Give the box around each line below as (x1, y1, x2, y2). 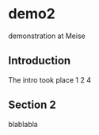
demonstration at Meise (8, 31, 86, 40)
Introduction (8, 54, 71, 67)
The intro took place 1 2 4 (8, 75, 91, 84)
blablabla (8, 119, 38, 129)
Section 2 (8, 98, 57, 112)
